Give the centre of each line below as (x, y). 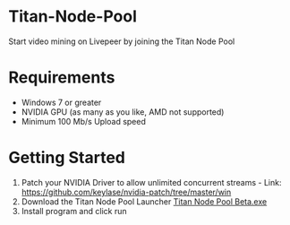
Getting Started (67, 158)
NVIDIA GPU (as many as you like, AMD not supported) (123, 112)
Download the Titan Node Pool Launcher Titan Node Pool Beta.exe (144, 201)
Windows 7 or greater (61, 102)
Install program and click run (74, 211)
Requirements (62, 78)
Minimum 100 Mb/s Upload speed (84, 121)
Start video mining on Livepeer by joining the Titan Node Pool (122, 41)
